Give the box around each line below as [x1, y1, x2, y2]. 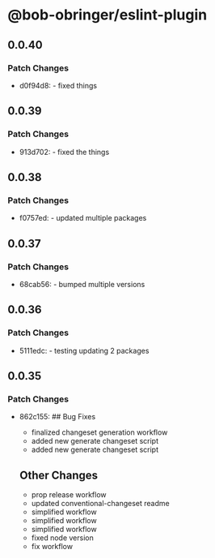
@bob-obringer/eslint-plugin [7, 6, 208, 24]
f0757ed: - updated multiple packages [19, 213, 147, 223]
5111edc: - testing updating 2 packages [19, 346, 150, 355]
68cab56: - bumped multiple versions [19, 279, 145, 289]
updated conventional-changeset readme [31, 499, 171, 509]
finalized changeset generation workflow [31, 427, 168, 437]
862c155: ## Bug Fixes [19, 412, 96, 422]
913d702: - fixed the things [19, 147, 110, 157]
